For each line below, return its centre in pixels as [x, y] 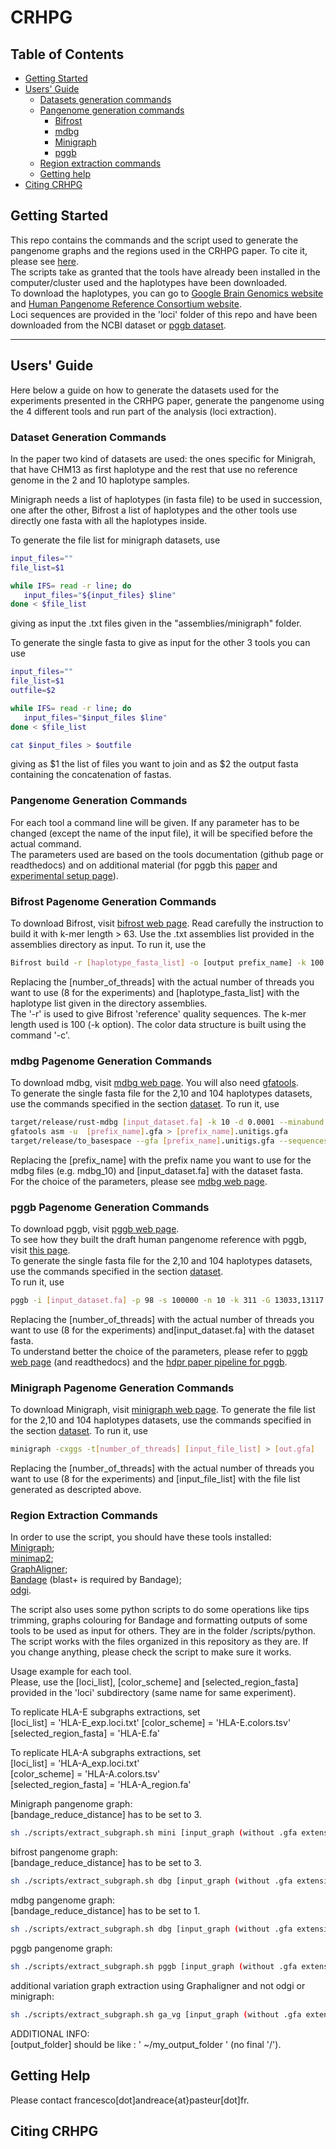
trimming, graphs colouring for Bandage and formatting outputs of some [159, 1620]
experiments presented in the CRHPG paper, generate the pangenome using [167, 400]
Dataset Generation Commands [88, 437]
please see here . [44, 261]
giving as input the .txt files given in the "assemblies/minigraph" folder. [156, 623]
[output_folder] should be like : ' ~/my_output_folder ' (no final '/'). [146, 2044]
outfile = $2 [33, 691]
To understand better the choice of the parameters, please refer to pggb [159, 1351]
